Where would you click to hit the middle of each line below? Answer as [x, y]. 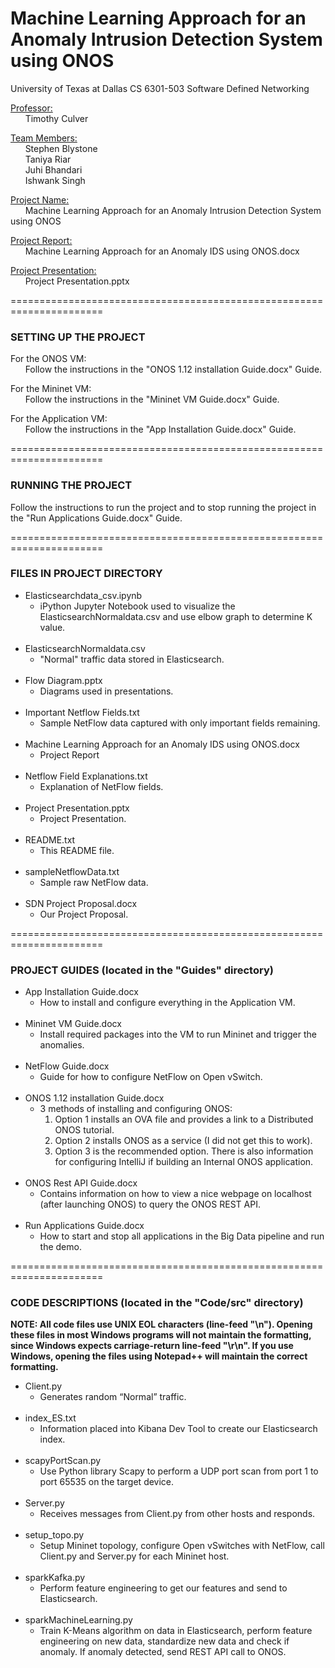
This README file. [77, 850]
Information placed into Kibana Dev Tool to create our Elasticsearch [178, 1429]
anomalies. [62, 1045]
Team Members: [44, 138]
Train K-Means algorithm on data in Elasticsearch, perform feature [176, 1631]
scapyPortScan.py [63, 1461]
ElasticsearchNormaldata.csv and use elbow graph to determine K [176, 616]
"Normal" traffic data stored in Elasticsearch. [132, 659]
